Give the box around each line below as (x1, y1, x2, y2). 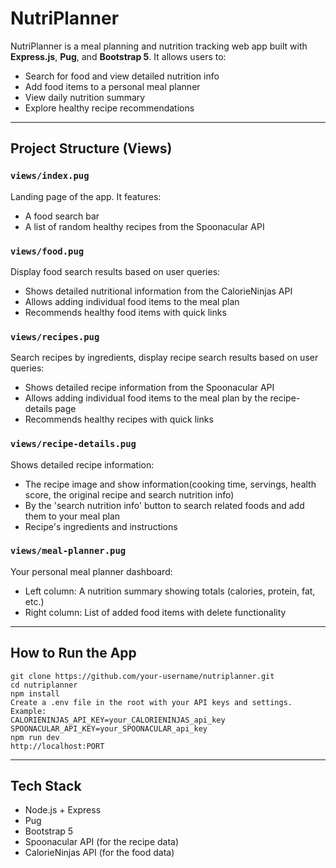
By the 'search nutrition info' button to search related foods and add (24, 499, 305, 511)
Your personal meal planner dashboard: (10, 565, 173, 577)
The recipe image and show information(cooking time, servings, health (24, 478, 317, 490)
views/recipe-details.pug (10, 438, 137, 450)
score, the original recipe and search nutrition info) (24, 488, 235, 501)
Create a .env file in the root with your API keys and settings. (10, 697, 293, 707)
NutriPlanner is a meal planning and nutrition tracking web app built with (10, 40, 308, 52)
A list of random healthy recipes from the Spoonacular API (24, 220, 265, 232)
